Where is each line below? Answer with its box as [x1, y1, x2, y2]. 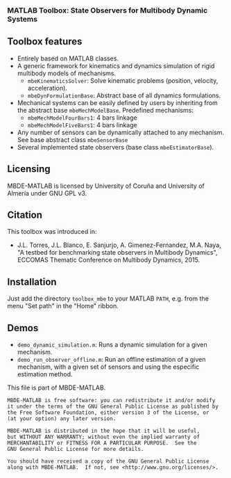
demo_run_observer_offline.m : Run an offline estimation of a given [17, 355, 206, 363]
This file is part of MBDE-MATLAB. [7, 383, 106, 392]
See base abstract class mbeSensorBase [17, 135, 128, 144]
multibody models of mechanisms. [17, 69, 117, 77]
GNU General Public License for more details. [7, 445, 144, 452]
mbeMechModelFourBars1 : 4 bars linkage [27, 113, 137, 122]
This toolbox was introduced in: [7, 228, 97, 236]
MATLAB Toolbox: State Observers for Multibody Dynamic [7, 6, 208, 15]
